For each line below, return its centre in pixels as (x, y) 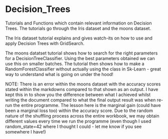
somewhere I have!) (26, 131)
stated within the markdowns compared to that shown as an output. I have (82, 89)
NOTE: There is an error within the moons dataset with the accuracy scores (83, 84)
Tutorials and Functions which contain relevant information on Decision (78, 23)
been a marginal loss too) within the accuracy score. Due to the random (79, 110)
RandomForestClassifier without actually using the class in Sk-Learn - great (83, 69)
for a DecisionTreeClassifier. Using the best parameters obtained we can (80, 58)
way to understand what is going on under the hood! (59, 74)
